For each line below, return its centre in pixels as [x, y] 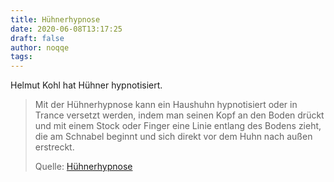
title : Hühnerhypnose [55, 19]
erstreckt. [54, 147]
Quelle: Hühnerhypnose [83, 167]
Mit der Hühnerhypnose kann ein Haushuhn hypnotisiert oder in [166, 105]
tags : [21, 57]
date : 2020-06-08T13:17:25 [66, 29]
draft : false [37, 38]
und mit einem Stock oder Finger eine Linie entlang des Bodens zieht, [178, 126]
